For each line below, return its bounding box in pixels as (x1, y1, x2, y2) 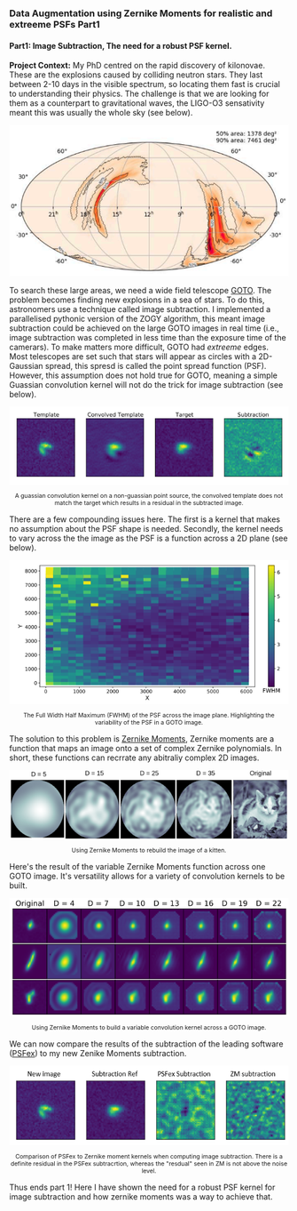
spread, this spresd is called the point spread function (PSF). (44, 360, 267, 371)
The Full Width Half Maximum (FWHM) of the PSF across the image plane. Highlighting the (23, 710, 275, 719)
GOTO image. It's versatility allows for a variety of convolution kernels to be (9, 870, 285, 881)
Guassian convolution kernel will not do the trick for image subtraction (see (9, 379, 284, 389)
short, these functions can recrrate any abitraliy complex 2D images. (9, 752, 260, 763)
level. (141, 1167, 157, 1175)
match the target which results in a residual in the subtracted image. (54, 499, 244, 508)
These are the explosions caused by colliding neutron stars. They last (9, 69, 263, 80)
